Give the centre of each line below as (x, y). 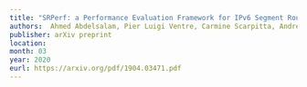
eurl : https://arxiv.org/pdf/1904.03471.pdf (95, 69)
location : (28, 43)
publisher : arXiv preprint (61, 34)
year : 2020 (30, 60)
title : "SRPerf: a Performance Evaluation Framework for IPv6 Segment (147, 18)
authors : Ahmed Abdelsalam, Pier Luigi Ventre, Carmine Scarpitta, (143, 26)
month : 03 (28, 52)
